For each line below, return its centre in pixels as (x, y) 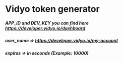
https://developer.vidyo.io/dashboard (45, 28)
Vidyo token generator (53, 9)
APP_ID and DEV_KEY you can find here (47, 23)
